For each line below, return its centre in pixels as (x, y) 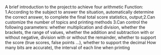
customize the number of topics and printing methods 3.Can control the (76, 22)
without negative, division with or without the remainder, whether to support (80, 37)
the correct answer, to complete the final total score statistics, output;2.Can (80, 17)
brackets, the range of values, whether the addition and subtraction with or (80, 32)
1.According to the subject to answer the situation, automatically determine (80, 12)
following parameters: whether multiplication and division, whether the (75, 27)
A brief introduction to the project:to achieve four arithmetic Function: (74, 7)
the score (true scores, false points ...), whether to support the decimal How (80, 42)
